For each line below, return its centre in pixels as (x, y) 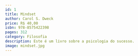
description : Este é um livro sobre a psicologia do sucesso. (70, 41)
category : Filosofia (26, 37)
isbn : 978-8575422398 (27, 28)
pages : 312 (16, 32)
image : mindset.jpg (25, 46)
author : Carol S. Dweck (29, 19)
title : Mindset (21, 14)
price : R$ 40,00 (22, 23)
